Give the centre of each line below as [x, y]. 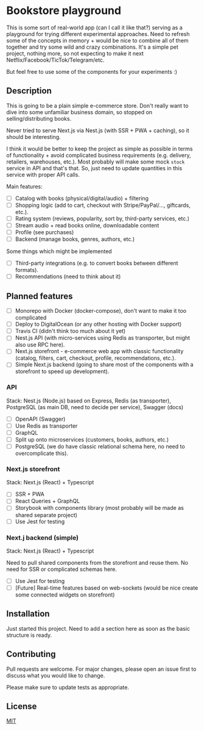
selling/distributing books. [39, 118]
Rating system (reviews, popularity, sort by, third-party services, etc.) [102, 218]
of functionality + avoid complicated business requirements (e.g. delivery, [99, 155]
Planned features [40, 296]
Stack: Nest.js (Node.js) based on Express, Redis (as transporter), [89, 401]
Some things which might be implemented [59, 251]
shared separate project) [46, 515]
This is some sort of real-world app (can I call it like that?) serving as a [94, 27]
